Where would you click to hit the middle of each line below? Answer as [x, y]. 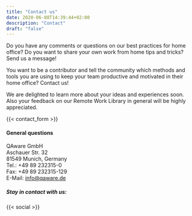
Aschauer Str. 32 [27, 153]
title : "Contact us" [32, 12]
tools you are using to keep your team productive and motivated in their [95, 76]
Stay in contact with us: [37, 192]
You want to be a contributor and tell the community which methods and [96, 70]
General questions [30, 132]
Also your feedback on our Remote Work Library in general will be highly [96, 101]
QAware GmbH [25, 146]
